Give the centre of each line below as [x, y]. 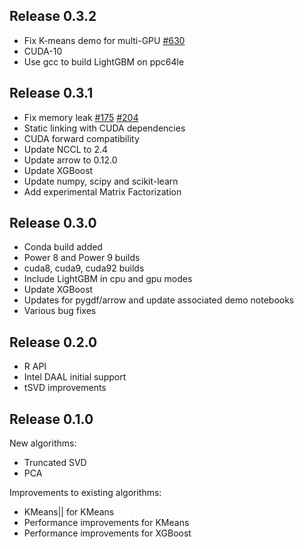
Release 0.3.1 [51, 93]
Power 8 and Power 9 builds [82, 258]
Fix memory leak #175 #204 [81, 117]
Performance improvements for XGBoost [107, 533]
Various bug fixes [60, 311]
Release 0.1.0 [51, 419]
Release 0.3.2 [53, 16]
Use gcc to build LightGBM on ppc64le [104, 61]
